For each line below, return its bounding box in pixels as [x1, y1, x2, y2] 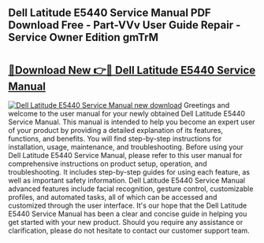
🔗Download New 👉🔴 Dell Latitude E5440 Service [8, 63, 256, 77]
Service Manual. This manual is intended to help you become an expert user [8, 117, 255, 127]
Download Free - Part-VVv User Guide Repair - [8, 19, 241, 32]
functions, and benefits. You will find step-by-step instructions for [8, 134, 222, 143]
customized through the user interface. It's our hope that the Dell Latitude [8, 201, 247, 210]
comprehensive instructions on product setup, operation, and [8, 159, 207, 168]
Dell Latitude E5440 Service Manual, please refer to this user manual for [8, 151, 243, 160]
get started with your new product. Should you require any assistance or [8, 218, 244, 226]
